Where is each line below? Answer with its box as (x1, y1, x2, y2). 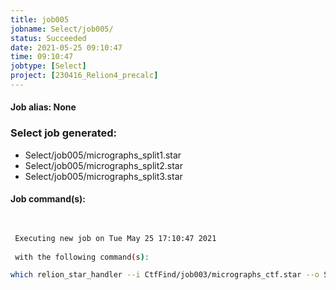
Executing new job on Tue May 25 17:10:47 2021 (14, 233, 217, 243)
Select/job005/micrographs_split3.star (24, 170, 183, 182)
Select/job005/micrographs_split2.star (24, 159, 183, 171)
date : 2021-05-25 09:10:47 (10, 42, 123, 53)
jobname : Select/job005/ (10, 24, 114, 34)
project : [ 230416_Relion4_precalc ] (10, 71, 159, 81)
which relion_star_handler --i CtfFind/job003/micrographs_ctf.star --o (10, 270, 320, 280)
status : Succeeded (10, 33, 87, 43)
